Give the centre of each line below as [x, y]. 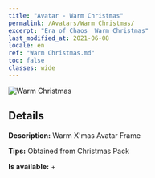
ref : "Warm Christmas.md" [51, 53]
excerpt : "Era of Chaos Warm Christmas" [79, 30]
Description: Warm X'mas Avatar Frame [75, 135]
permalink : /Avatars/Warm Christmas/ [71, 23]
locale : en [27, 46]
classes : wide [32, 68]
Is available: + [32, 166]
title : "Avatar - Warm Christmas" [66, 16]
